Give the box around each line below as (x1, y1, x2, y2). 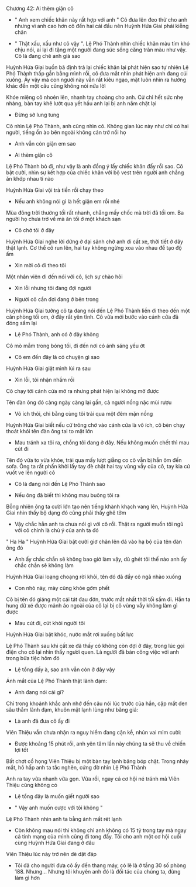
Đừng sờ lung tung (14, 111, 60, 118)
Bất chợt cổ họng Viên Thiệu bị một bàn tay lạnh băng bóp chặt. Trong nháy (6, 758, 189, 765)
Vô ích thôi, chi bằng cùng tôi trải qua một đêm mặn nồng (14, 410, 153, 417)
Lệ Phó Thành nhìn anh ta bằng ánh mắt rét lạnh (6, 816, 122, 822)
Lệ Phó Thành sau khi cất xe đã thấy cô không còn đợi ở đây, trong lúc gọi (6, 643, 185, 649)
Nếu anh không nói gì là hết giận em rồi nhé (14, 198, 120, 205)
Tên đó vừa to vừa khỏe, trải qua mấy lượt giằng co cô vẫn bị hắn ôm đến (6, 457, 183, 464)
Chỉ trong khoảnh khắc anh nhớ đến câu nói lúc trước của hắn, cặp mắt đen (6, 700, 188, 707)
